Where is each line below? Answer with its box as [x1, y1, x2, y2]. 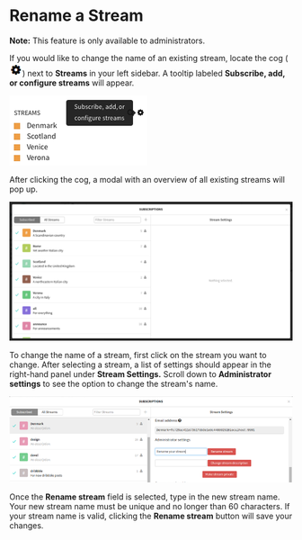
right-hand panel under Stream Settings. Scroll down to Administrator [9, 368, 272, 379]
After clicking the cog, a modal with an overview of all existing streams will [9, 174, 286, 184]
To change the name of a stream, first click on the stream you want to [9, 349, 267, 360]
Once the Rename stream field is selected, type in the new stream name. [9, 491, 280, 502]
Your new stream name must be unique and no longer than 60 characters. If [9, 501, 290, 512]
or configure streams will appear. [9, 77, 135, 88]
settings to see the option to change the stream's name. [9, 378, 218, 389]
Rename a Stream [9, 5, 144, 26]
